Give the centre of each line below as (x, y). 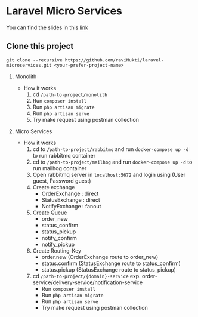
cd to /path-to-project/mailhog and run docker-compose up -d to (112, 162)
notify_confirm (59, 238)
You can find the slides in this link (47, 27)
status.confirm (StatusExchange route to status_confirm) (111, 263)
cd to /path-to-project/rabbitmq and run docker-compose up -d (111, 149)
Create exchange (54, 187)
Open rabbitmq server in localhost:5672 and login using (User (109, 174)
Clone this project (40, 46)
